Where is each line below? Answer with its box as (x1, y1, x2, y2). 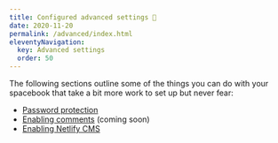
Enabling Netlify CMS (21, 124, 100, 133)
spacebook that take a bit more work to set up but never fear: (9, 87, 234, 98)
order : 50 (17, 54, 53, 63)
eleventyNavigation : (9, 37, 86, 47)
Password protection (21, 105, 99, 115)
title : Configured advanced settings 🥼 (9, 12, 157, 22)
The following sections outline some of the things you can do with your (9, 79, 269, 88)
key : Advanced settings (17, 46, 105, 55)
